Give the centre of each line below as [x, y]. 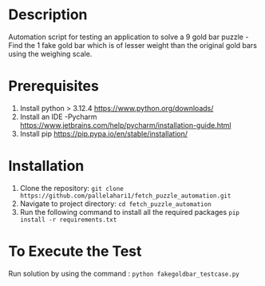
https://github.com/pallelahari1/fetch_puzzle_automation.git [125, 196]
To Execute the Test [75, 251]
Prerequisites [54, 86]
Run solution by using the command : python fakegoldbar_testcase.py [124, 273]
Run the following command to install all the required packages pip [129, 212]
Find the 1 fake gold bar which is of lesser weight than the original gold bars [133, 45]
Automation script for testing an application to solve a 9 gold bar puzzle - [129, 37]
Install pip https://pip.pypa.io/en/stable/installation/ [104, 133]
